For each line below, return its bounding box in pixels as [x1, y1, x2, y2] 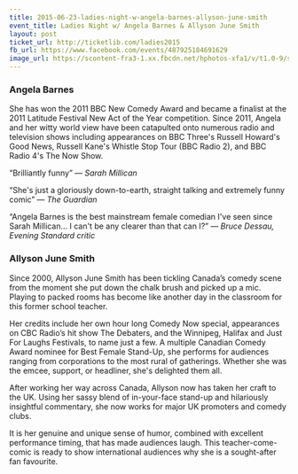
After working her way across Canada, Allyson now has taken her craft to [9, 382, 277, 392]
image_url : [9, 54, 50, 63]
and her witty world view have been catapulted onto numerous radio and [9, 122, 275, 133]
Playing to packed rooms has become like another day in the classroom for [9, 291, 282, 302]
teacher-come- [221, 437, 278, 447]
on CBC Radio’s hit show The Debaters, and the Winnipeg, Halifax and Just [9, 327, 283, 338]
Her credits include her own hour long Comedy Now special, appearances [9, 318, 280, 329]
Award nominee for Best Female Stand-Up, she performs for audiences [9, 346, 269, 357]
